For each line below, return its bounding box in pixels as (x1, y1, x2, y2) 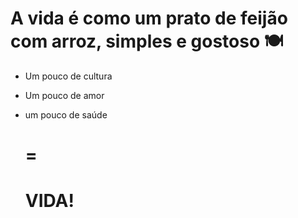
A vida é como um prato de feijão (10, 7, 288, 30)
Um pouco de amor (24, 89, 105, 101)
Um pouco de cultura (24, 70, 113, 82)
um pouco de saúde (24, 108, 108, 121)
